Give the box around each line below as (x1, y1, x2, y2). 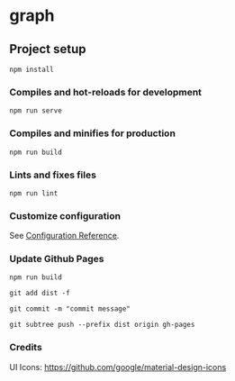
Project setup (9, 41, 87, 57)
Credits (9, 341, 42, 354)
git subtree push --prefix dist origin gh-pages (9, 321, 195, 330)
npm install (9, 65, 54, 74)
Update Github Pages (9, 253, 104, 266)
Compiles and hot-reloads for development (9, 86, 203, 98)
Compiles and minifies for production (9, 127, 176, 140)
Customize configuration (9, 209, 122, 222)
